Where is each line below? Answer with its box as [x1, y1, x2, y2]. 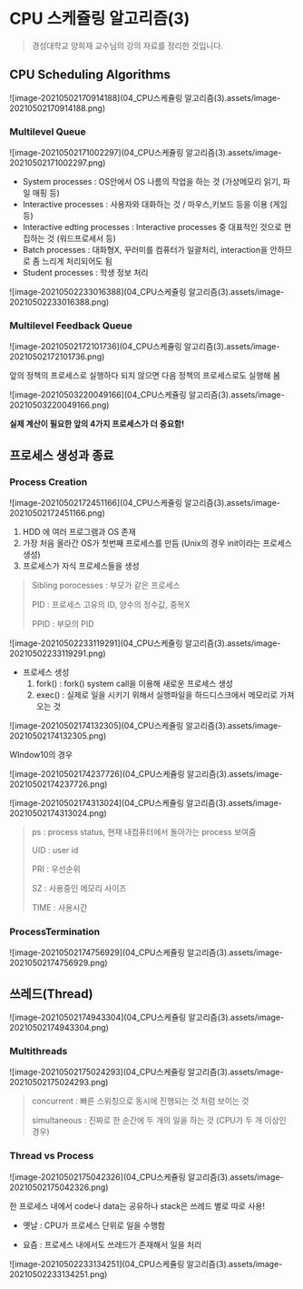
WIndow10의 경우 [9, 750, 73, 760]
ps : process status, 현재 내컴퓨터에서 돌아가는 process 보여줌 [31, 827, 257, 838]
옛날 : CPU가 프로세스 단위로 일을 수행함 [22, 1220, 166, 1231]
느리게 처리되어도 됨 [42, 256, 113, 267]
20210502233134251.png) [9, 1268, 108, 1279]
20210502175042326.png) [9, 1182, 109, 1193]
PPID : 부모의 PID [31, 619, 94, 629]
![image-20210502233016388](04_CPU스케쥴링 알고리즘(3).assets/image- [9, 287, 285, 297]
